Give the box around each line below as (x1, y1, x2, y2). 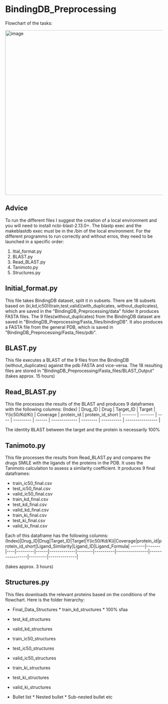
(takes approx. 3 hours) (5, 564, 53, 570)
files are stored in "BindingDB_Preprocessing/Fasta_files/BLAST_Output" (5, 368, 154, 374)
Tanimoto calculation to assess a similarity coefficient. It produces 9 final (5, 465, 155, 471)
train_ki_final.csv (12, 512, 47, 518)
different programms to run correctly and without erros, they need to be (5, 233, 153, 239)
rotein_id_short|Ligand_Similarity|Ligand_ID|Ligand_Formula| (5, 543, 130, 549)
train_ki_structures (12, 664, 51, 670)
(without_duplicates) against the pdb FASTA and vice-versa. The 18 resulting (5, 363, 162, 369)
